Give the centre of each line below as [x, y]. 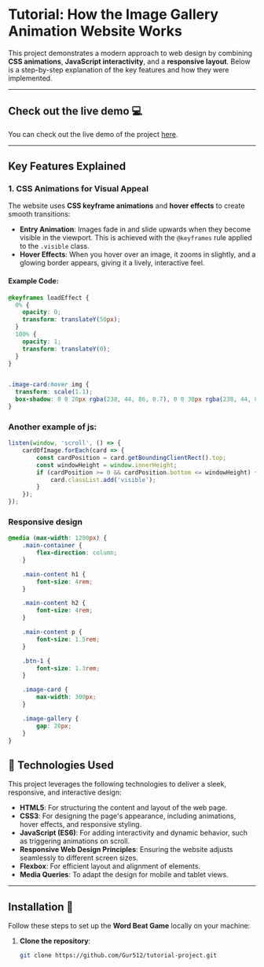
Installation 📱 [41, 907]
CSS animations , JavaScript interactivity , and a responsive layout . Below [130, 61]
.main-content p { [52, 632]
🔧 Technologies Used [61, 765]
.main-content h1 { [54, 574]
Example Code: [33, 281]
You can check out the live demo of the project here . [93, 134]
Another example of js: [53, 427]
